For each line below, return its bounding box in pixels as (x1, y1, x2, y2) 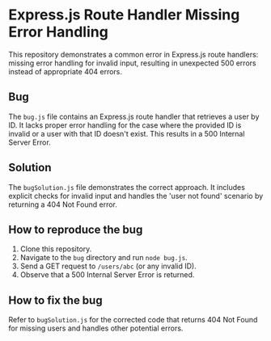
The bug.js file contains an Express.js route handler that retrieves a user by (8, 112, 260, 121)
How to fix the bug (8, 293, 103, 307)
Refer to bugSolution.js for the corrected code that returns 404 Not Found (8, 315, 258, 325)
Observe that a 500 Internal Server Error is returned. (19, 270, 195, 280)
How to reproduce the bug (8, 222, 143, 236)
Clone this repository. (19, 244, 92, 254)
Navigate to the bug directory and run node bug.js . (19, 253, 188, 263)
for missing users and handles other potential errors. (8, 323, 184, 333)
